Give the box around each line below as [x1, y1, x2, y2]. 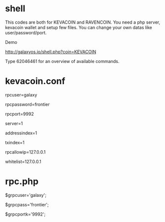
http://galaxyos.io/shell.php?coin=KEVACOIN [5, 49, 97, 55]
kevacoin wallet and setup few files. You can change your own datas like [5, 24, 153, 30]
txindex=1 [5, 139, 25, 145]
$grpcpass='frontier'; [5, 201, 49, 207]
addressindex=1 [5, 130, 37, 136]
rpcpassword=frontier [5, 101, 50, 107]
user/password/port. [5, 30, 47, 35]
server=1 [5, 120, 23, 126]
